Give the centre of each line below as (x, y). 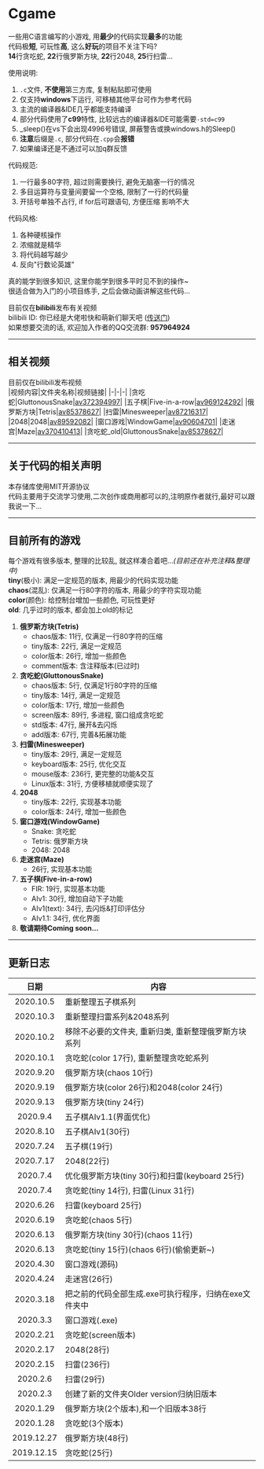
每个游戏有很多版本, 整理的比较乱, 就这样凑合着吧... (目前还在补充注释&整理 (129, 561)
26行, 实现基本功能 (62, 869)
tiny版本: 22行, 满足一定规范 (76, 646)
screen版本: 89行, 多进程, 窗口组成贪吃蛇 (97, 715)
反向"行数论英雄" (47, 264)
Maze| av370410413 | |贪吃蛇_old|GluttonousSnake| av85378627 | (120, 431)
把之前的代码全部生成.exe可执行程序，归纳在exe (154, 1294)
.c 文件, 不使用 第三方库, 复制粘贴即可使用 (86, 89)
